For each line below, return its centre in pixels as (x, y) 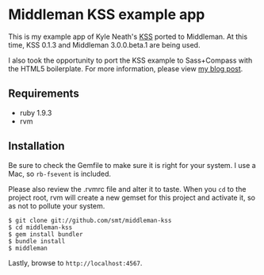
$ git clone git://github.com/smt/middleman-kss (90, 220)
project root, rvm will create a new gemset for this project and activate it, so (132, 197)
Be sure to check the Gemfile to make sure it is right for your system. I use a (132, 165)
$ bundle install (37, 241)
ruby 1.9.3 (36, 113)
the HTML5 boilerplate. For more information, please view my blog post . (126, 68)
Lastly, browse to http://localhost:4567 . (75, 262)
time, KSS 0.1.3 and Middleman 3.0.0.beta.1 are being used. (104, 44)
